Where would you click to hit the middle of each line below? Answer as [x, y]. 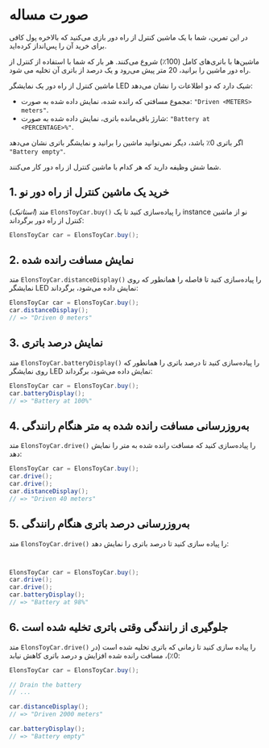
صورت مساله [49, 15]
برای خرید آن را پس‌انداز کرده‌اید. [58, 45]
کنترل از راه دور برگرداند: [47, 220]
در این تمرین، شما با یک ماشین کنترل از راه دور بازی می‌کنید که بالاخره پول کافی [128, 37]
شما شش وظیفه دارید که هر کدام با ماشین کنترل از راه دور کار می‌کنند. [115, 166]
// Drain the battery [46, 685]
